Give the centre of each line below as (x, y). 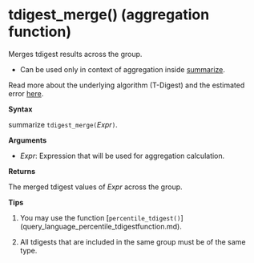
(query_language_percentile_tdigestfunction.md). (101, 226)
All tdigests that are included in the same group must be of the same (133, 241)
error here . (26, 93)
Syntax (20, 109)
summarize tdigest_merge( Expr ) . (63, 124)
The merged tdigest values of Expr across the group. (95, 187)
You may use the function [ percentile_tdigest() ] (101, 217)
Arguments (28, 140)
